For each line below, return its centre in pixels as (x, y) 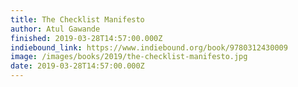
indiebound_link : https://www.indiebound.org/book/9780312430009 (149, 47)
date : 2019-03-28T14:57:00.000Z (77, 66)
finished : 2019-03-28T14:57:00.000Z (86, 38)
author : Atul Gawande (55, 29)
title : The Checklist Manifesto (77, 19)
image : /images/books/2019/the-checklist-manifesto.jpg (129, 57)
